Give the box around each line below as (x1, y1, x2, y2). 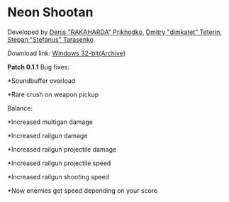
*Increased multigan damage (7, 118, 94, 126)
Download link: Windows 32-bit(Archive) (7, 49, 126, 57)
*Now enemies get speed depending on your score (7, 186, 158, 195)
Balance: (7, 103, 33, 112)
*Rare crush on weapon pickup (7, 90, 99, 99)
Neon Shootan (7, 4, 94, 21)
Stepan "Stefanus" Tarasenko (7, 35, 94, 43)
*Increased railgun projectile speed (7, 159, 111, 167)
